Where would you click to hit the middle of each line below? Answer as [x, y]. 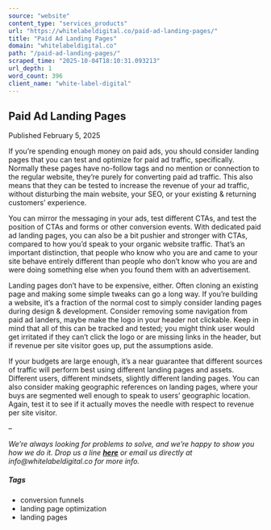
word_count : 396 [35, 76]
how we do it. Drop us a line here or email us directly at [100, 452]
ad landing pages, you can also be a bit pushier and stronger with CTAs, [128, 236]
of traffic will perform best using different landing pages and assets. [121, 370]
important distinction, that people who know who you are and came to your [133, 253]
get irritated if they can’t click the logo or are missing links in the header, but [135, 337]
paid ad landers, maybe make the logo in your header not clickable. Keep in [133, 320]
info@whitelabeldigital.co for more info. [74, 461]
